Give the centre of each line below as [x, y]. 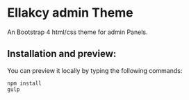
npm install [24, 83]
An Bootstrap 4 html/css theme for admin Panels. [77, 32]
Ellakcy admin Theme [70, 13]
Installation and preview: [62, 54]
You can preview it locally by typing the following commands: [95, 70]
